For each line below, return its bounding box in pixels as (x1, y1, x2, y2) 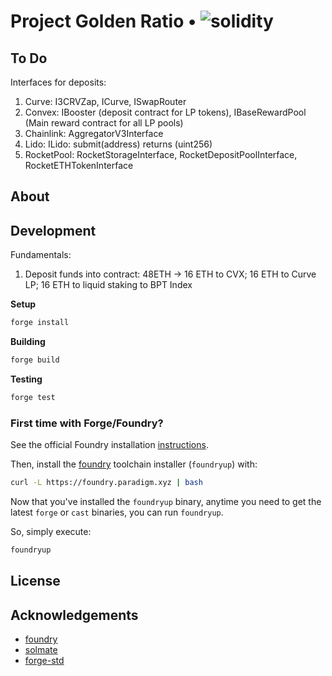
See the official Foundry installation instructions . (10, 439, 209, 451)
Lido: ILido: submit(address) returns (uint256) (24, 138, 213, 150)
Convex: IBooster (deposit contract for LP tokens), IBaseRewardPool (24, 106, 307, 118)
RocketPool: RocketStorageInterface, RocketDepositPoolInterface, (24, 149, 298, 160)
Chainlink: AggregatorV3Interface (24, 128, 164, 139)
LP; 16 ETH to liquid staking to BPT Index (24, 279, 193, 291)
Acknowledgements (10, 606, 139, 624)
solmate (24, 644, 58, 656)
